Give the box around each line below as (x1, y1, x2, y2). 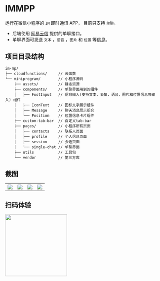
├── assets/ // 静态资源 (14, 81, 80, 86)
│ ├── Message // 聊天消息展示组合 (14, 108, 95, 113)
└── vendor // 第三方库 (14, 155, 80, 160)
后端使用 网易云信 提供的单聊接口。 (12, 30, 84, 36)
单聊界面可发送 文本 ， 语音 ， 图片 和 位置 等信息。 (12, 37, 110, 42)
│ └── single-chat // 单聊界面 (14, 144, 80, 150)
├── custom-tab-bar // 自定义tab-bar (14, 118, 92, 123)
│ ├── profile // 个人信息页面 (14, 134, 87, 139)
